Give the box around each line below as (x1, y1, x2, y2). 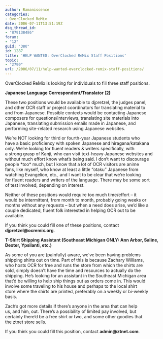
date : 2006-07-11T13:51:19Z (5, 21, 63, 26)
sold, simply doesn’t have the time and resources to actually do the (5, 268, 141, 273)
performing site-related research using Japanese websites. (5, 126, 126, 131)
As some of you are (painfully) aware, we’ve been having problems (5, 252, 141, 258)
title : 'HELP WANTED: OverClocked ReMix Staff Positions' (5, 53, 127, 58)
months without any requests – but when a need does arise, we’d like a (5, 203, 149, 208)
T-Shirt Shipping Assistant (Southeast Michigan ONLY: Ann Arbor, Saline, (5, 237, 159, 243)
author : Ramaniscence (5, 7, 50, 12)
